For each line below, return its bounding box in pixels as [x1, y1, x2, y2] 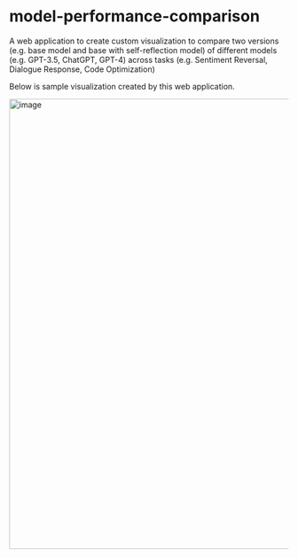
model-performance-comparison [9, 6, 260, 27]
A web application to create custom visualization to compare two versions [9, 35, 279, 46]
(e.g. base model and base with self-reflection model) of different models [9, 44, 278, 55]
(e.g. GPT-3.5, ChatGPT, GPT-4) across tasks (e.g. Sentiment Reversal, [9, 54, 268, 65]
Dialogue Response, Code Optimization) [9, 64, 155, 75]
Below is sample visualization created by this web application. [9, 81, 235, 91]
